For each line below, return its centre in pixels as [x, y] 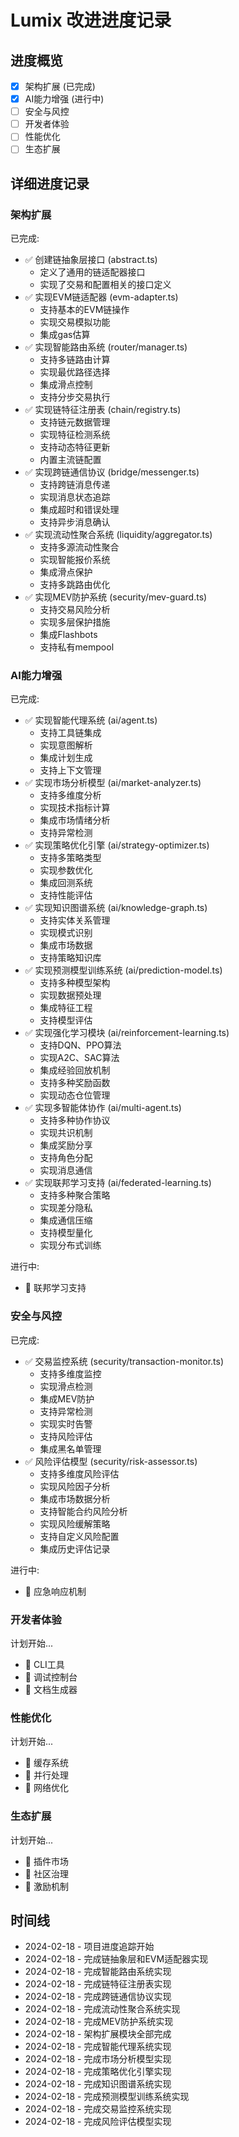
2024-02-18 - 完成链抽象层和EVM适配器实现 [116, 1959]
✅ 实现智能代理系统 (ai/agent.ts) [91, 720]
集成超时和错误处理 [79, 510]
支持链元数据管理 [75, 422]
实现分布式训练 [70, 1245]
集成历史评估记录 [75, 1548]
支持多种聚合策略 [75, 1195]
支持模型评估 [66, 1020]
